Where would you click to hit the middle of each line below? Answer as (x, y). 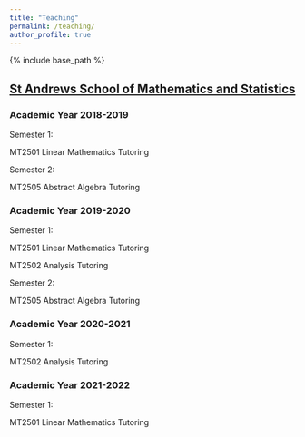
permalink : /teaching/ (52, 26)
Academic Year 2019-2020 (70, 210)
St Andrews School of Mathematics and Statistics (152, 88)
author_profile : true (50, 34)
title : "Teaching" (44, 18)
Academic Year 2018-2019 (69, 114)
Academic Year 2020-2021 (70, 325)
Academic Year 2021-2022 (70, 384)
